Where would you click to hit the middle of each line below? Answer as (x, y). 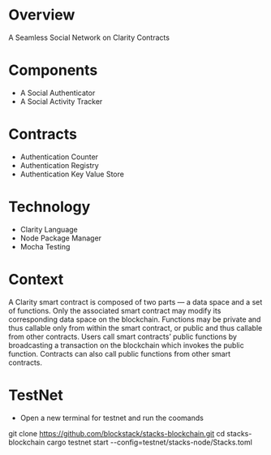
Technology (49, 207)
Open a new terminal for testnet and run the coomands (112, 418)
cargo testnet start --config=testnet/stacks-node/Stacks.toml (150, 442)
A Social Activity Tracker (61, 101)
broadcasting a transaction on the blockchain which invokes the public (127, 345)
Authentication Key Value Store (72, 174)
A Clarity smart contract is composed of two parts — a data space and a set (135, 301)
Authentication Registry (59, 165)
